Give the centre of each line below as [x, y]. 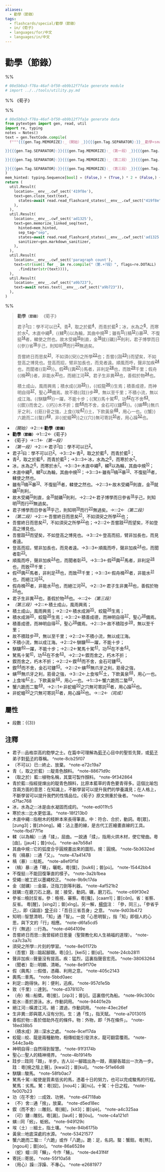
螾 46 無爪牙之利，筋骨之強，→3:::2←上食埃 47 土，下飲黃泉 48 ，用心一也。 [86, 673]
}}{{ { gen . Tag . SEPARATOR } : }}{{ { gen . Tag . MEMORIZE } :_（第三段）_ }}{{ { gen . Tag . [82, 168]
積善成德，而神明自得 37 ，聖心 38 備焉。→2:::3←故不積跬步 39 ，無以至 [81, 623]
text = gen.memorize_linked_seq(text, [52, 223]
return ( [14, 182]
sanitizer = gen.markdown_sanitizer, [55, 242]
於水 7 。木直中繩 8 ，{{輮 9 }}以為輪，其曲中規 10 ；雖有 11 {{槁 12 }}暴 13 [82, 333]
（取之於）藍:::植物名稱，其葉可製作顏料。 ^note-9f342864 [72, 777]
